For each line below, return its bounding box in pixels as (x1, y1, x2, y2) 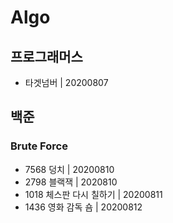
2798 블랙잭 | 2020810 (24, 176, 118, 188)
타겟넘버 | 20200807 (24, 77, 109, 88)
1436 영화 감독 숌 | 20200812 (24, 201, 143, 213)
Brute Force (10, 139, 68, 153)
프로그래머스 (10, 48, 83, 65)
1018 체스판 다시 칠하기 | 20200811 (24, 188, 163, 200)
